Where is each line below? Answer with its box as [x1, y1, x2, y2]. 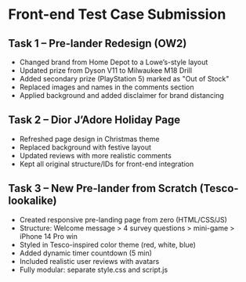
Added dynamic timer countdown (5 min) [19, 248, 153, 258]
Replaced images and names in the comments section [19, 82, 194, 92]
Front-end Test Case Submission [8, 5, 226, 23]
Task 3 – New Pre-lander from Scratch [8, 182, 197, 195]
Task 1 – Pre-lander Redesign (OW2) [8, 37, 187, 50]
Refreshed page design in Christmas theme [19, 134, 160, 143]
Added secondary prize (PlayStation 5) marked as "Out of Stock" [19, 74, 230, 83]
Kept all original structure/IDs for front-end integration [19, 159, 194, 168]
